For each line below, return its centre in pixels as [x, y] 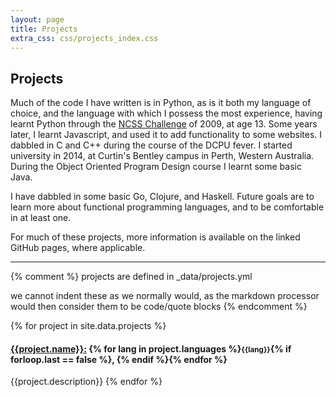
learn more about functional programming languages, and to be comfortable [167, 207]
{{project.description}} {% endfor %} [86, 382]
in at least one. [41, 218]
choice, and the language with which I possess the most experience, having [166, 113]
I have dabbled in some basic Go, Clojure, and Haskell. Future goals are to [162, 197]
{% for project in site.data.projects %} [88, 326]
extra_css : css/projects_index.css [84, 38]
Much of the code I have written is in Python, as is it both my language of [161, 103]
